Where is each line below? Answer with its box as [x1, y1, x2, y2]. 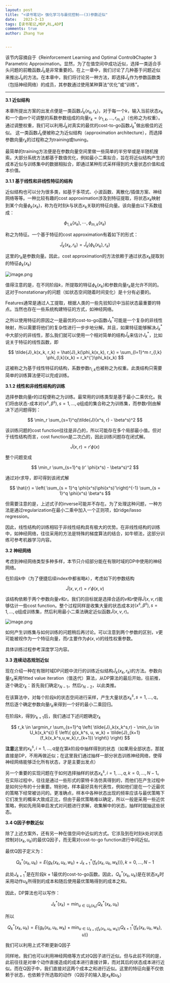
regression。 [5, 513, 32, 519]
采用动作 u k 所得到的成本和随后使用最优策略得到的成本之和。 [5, 878, 130, 886]
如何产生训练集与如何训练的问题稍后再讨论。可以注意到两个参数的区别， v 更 [5, 629, 163, 635]
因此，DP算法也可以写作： [5, 890, 61, 896]
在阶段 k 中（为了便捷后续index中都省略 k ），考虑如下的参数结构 [5, 575, 135, 581]
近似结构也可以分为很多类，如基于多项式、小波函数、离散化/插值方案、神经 [5, 189, 162, 195]
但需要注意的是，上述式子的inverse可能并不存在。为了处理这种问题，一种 [5, 501, 158, 507]
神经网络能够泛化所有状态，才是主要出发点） [5, 759, 99, 765]
